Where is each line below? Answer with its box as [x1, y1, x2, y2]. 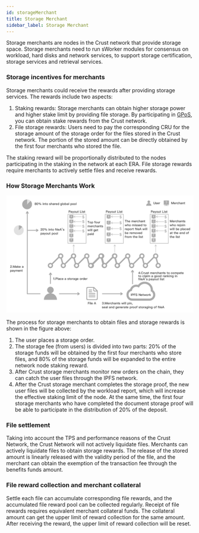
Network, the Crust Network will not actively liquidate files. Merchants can [6, 441, 188, 448]
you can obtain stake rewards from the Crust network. [14, 117, 147, 124]
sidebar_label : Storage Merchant [6, 22, 89, 28]
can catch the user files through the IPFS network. [14, 374, 138, 381]
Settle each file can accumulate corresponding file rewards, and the [6, 494, 172, 501]
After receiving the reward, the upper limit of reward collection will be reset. [6, 520, 191, 527]
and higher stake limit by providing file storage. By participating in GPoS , [14, 111, 192, 118]
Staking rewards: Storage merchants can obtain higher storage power [14, 104, 186, 111]
